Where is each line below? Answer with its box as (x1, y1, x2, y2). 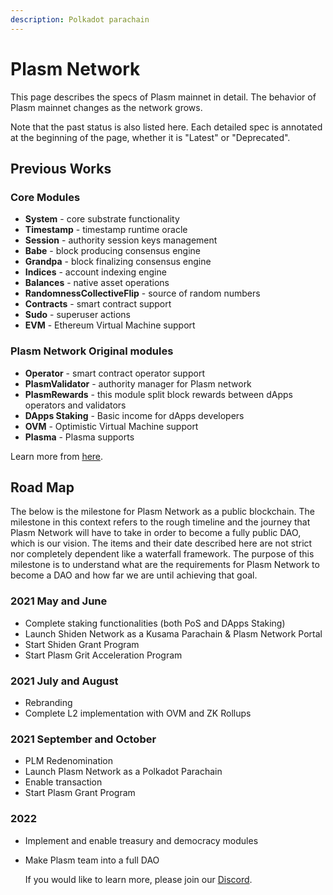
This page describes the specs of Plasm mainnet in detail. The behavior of (10, 91, 317, 103)
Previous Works (10, 160, 112, 177)
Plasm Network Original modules (10, 344, 174, 358)
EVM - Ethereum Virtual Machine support (24, 319, 196, 331)
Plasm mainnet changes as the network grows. (10, 101, 203, 113)
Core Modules (10, 190, 81, 204)
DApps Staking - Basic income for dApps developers (24, 409, 245, 421)
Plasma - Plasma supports (24, 431, 135, 443)
